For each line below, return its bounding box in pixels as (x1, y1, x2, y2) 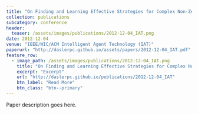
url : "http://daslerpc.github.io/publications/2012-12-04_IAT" (16, 74, 176, 80)
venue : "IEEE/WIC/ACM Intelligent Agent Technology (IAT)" (6, 42, 154, 48)
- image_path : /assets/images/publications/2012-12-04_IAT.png (11, 58, 170, 63)
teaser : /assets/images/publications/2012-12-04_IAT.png (11, 31, 154, 36)
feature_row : (6, 52, 38, 58)
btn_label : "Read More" (16, 80, 75, 86)
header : (6, 25, 25, 31)
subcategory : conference (6, 19, 67, 25)
